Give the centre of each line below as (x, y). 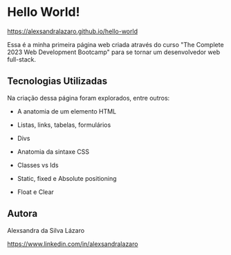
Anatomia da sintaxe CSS (53, 151)
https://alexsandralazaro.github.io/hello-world (73, 31)
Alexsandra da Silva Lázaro (46, 230)
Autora (22, 214)
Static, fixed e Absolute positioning (67, 178)
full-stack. (22, 59)
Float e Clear (35, 192)
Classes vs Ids (38, 165)
